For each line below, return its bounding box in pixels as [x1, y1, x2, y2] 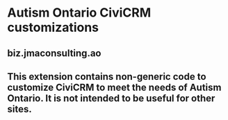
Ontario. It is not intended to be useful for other [7, 92, 215, 104]
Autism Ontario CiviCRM [7, 5, 152, 21]
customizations [7, 19, 99, 35]
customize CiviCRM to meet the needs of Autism [7, 81, 222, 93]
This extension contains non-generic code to [7, 71, 206, 83]
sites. [7, 103, 33, 115]
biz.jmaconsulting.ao [7, 47, 101, 59]
